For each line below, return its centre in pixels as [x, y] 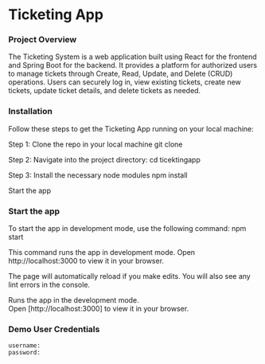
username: [25, 346]
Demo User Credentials [54, 329]
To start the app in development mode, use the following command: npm [127, 229]
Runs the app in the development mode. [74, 300]
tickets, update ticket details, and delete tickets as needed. [105, 91]
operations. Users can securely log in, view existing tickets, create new [125, 82]
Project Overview [43, 40]
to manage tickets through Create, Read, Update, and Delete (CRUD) [121, 74]
